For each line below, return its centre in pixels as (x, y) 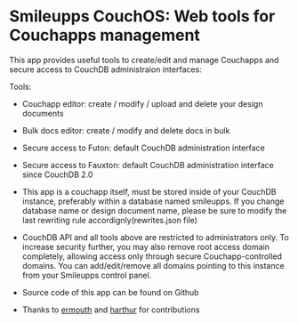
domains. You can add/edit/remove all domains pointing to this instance (153, 265)
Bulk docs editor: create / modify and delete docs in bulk (126, 130)
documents (43, 113)
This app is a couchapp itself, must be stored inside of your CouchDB (149, 191)
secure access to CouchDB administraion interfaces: (105, 69)
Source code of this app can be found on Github (110, 292)
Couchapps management (105, 35)
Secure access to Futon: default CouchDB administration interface (143, 148)
